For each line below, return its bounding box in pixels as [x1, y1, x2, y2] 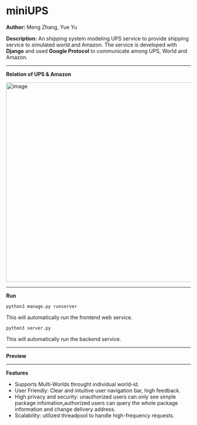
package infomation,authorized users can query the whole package [14, 399, 178, 406]
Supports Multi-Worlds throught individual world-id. [14, 380, 140, 387]
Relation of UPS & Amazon [6, 71, 72, 78]
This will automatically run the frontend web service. [6, 313, 133, 321]
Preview [6, 352, 26, 359]
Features [6, 369, 28, 376]
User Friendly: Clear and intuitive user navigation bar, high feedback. [14, 387, 181, 394]
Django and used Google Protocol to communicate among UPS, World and [6, 47, 188, 54]
